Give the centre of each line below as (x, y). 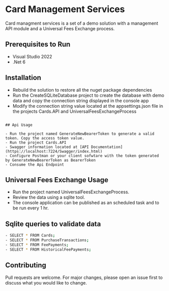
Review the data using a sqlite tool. (49, 197)
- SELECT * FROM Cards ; (30, 236)
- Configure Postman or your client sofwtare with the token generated (82, 156)
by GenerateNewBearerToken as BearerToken (50, 160)
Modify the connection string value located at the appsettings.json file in (88, 106)
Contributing (26, 265)
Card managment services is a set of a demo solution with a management (82, 23)
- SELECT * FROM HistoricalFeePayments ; (48, 249)
